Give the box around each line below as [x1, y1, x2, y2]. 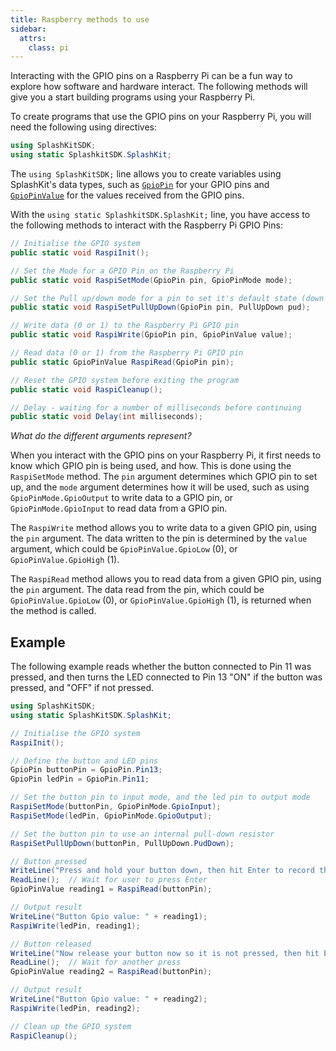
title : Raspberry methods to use [10, 14, 150, 25]
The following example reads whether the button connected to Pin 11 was [10, 661, 312, 673]
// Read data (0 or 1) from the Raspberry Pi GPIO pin [10, 348, 244, 358]
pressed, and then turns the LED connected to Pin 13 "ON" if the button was [10, 671, 323, 683]
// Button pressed [10, 856, 87, 866]
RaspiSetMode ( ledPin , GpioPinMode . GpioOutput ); [10, 811, 213, 821]
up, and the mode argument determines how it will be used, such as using [10, 481, 310, 493]
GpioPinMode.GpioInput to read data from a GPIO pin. [10, 502, 228, 515]
